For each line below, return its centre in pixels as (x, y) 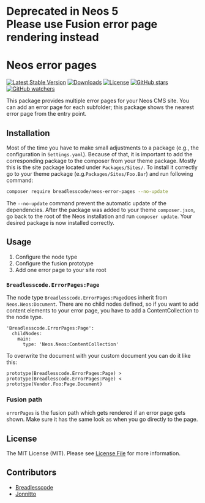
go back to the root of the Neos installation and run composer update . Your (99, 216)
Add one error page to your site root (61, 270)
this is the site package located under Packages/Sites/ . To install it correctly (102, 167)
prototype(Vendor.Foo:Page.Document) (54, 384)
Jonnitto (26, 494)
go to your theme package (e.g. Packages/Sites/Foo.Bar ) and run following (100, 173)
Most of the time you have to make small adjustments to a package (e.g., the (102, 148)
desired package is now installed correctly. (60, 222)
